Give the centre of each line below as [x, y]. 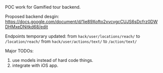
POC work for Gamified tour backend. [43, 7]
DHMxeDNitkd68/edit [27, 27]
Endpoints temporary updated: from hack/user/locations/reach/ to [73, 36]
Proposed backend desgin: [32, 16]
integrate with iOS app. [35, 65]
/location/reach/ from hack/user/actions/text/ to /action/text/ [71, 41]
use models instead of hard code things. [53, 60]
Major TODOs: [20, 51]
